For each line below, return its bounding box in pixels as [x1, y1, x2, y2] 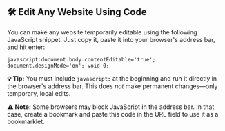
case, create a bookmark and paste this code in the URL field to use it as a [7, 110, 219, 118]
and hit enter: [7, 43, 46, 51]
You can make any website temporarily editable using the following [7, 28, 198, 37]
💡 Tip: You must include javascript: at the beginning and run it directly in [7, 74, 217, 82]
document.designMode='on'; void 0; [7, 62, 110, 69]
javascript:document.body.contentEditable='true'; [7, 56, 156, 63]
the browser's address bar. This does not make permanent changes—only [7, 82, 218, 90]
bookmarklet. [7, 117, 45, 125]
